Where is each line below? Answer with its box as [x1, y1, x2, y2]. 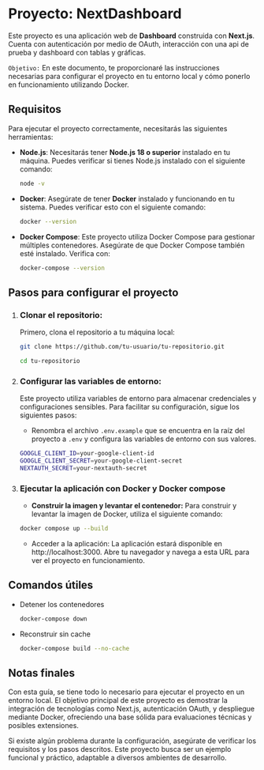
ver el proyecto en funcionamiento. [31, 555, 146, 565]
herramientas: [8, 132, 54, 142]
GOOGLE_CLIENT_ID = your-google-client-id [19, 450, 154, 458]
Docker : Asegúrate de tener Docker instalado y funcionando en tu [19, 194, 235, 203]
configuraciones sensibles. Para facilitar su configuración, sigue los [19, 402, 240, 412]
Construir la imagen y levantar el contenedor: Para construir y [31, 501, 237, 511]
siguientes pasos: [19, 410, 77, 420]
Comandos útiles [8, 579, 94, 592]
